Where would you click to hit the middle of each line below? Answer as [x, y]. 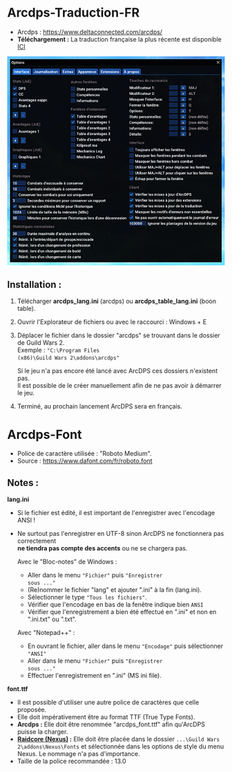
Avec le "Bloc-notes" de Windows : [67, 562]
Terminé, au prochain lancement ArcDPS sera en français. [100, 406]
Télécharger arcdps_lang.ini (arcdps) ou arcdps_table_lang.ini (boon [117, 301]
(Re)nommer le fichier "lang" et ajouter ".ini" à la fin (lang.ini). [115, 590]
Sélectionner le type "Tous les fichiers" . [87, 598]
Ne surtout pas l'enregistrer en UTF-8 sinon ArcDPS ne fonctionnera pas [120, 534]
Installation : [35, 285]
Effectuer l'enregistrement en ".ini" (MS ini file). [95, 676]
